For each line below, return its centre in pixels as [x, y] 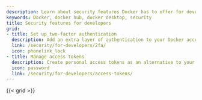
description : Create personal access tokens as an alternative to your [103, 62]
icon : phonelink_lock [39, 51]
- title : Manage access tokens [45, 57]
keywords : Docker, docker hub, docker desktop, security [79, 17]
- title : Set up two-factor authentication [62, 34]
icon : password [31, 68]
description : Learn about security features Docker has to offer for [95, 12]
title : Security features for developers [59, 23]
